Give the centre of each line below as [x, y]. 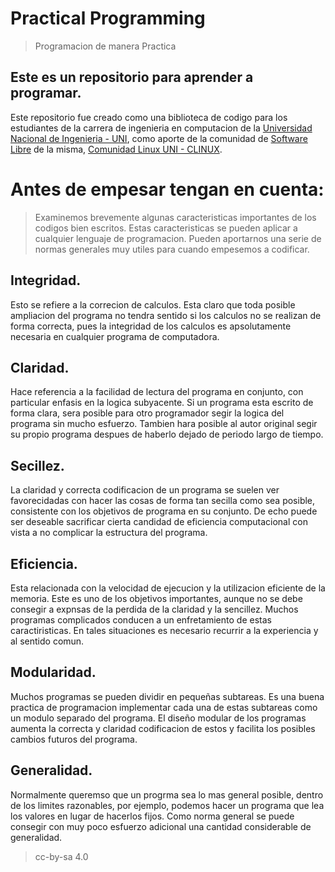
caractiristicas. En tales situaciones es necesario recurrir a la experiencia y [164, 630]
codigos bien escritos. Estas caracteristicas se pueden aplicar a [166, 228]
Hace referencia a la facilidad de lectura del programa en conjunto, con [157, 392]
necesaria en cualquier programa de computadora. [115, 336]
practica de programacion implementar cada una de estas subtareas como [164, 707]
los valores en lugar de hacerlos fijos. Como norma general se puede [152, 816]
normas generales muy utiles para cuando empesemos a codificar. [172, 249]
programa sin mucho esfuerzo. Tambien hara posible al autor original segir [164, 424]
